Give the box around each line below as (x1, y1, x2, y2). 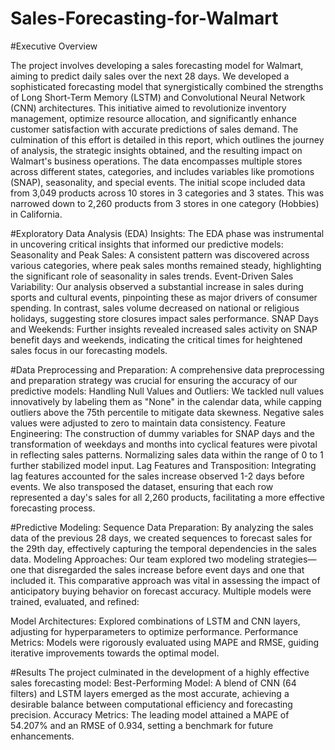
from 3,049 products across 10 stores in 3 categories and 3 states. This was (10, 187, 325, 199)
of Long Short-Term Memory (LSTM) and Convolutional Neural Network (10, 91, 306, 103)
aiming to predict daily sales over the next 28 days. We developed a (10, 70, 290, 82)
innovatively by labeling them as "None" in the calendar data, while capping (10, 395, 322, 407)
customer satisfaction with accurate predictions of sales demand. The (10, 123, 299, 135)
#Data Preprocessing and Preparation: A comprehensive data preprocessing (10, 363, 325, 376)
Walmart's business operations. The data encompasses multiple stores (10, 155, 303, 167)
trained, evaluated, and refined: (10, 595, 140, 607)
